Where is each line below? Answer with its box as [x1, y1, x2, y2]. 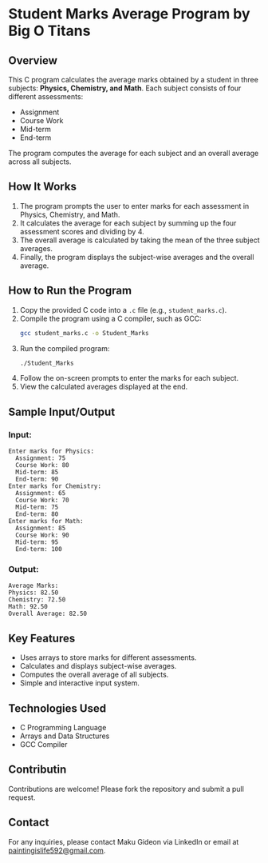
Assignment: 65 [15, 489, 66, 497]
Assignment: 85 [15, 525, 66, 533]
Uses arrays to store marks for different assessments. [19, 653, 197, 662]
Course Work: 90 [15, 531, 69, 540]
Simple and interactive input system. [19, 678, 140, 688]
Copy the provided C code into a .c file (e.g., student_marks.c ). [19, 305, 227, 314]
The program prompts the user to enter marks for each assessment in [19, 201, 250, 210]
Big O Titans [8, 22, 91, 40]
